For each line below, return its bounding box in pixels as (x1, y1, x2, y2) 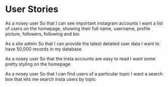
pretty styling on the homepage (5, 61, 71, 67)
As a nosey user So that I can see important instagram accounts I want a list (5, 20, 163, 26)
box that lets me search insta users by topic (5, 76, 96, 82)
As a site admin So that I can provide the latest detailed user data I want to (5, 40, 160, 46)
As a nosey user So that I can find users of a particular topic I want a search (5, 70, 163, 76)
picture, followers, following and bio (5, 31, 80, 37)
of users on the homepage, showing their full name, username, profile (5, 25, 150, 31)
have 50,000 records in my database (5, 46, 82, 52)
